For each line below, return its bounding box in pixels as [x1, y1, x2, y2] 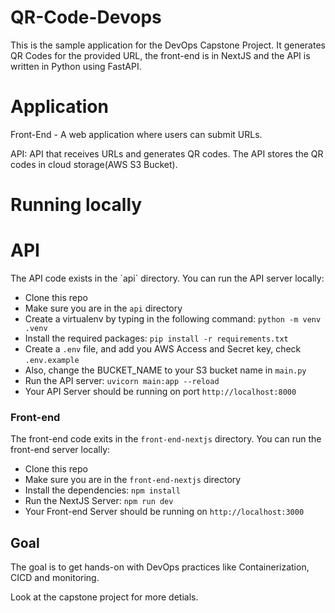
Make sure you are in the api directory [24, 302, 183, 314]
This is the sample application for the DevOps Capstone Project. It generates [10, 39, 326, 51]
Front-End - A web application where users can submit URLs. [10, 128, 263, 140]
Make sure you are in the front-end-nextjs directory [24, 474, 242, 486]
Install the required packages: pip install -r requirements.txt [24, 332, 289, 344]
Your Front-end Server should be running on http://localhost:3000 [24, 506, 305, 518]
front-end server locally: [10, 444, 111, 456]
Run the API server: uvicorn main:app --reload [24, 375, 220, 386]
